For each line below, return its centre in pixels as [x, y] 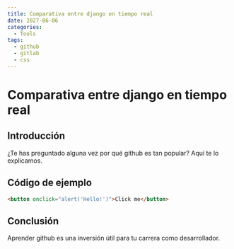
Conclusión [33, 221]
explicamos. [25, 161]
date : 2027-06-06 [33, 21]
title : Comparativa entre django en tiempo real [80, 14]
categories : [25, 27]
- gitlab [27, 54]
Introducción [36, 136]
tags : [15, 40]
